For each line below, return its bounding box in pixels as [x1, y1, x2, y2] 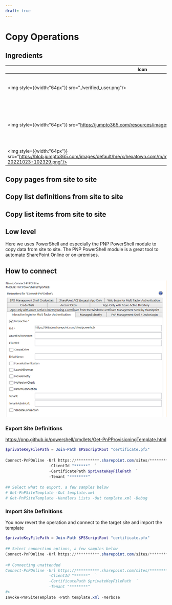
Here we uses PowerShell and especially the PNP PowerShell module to [5, 241, 157, 247]
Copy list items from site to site [5, 210, 106, 219]
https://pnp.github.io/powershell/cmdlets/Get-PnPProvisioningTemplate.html [5, 436, 166, 443]
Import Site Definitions [5, 508, 63, 515]
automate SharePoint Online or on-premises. [5, 252, 99, 258]
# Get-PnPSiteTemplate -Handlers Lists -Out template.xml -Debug [5, 496, 147, 501]
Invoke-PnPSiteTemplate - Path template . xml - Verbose [5, 595, 120, 600]
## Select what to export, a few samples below [5, 485, 109, 490]
